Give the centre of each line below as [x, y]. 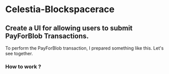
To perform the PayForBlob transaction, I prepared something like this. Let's [84, 48]
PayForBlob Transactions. [47, 36]
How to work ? [23, 66]
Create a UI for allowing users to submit [69, 28]
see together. [19, 53]
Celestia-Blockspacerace [60, 9]
